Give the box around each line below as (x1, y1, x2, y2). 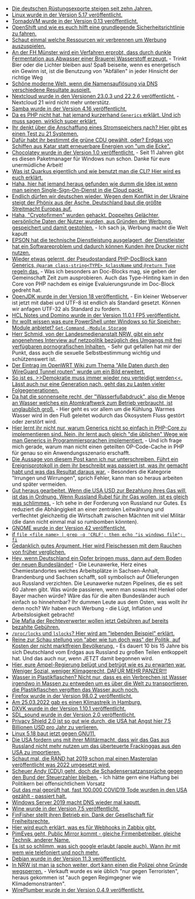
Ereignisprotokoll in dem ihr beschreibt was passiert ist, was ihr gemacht (11, 462, 189, 469)
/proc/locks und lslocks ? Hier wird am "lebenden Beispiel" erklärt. (11, 630, 175, 637)
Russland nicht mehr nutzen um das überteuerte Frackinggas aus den (11, 742, 181, 749)
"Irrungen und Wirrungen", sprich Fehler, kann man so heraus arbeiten (11, 474, 183, 481)
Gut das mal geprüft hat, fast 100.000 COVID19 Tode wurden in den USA (11, 786, 187, 793)
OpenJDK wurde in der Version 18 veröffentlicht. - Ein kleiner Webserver (11, 293, 187, 300)
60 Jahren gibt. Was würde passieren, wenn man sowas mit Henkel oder (11, 586, 188, 593)
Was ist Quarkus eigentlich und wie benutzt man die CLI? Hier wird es (11, 168, 181, 174)
